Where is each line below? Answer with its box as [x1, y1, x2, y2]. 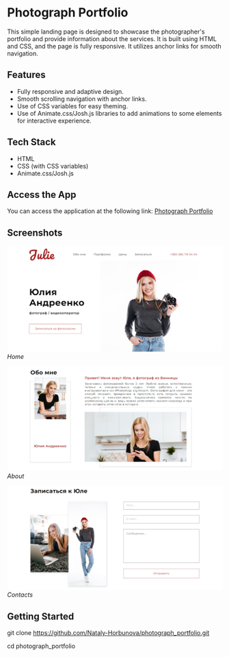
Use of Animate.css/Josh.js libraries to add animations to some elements [16, 109, 222, 117]
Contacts [7, 591, 33, 599]
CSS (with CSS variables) [16, 162, 89, 170]
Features [7, 69, 46, 81]
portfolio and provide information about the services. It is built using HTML [7, 34, 217, 42]
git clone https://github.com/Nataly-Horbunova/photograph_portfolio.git [7, 629, 210, 637]
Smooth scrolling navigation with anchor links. [16, 95, 147, 103]
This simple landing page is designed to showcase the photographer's [7, 27, 205, 36]
